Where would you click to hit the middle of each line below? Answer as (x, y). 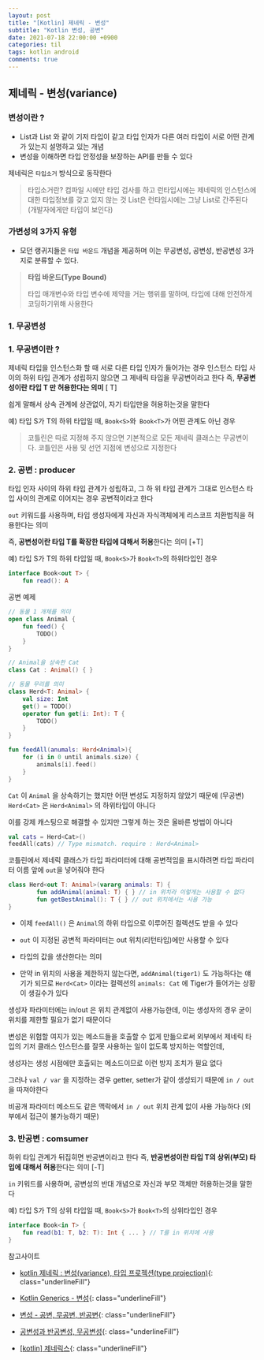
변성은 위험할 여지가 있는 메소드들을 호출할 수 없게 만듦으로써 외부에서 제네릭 (126, 1036)
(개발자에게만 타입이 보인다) (70, 209)
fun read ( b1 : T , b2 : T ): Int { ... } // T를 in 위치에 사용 (118, 1232)
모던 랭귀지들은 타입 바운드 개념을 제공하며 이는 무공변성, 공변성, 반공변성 (130, 250)
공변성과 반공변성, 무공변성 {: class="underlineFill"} (99, 1331)
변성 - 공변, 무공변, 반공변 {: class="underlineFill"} (97, 1314)
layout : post (30, 15)
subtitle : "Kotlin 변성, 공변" (56, 30)
